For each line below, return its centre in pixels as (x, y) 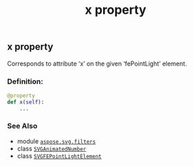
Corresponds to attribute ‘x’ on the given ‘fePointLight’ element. (97, 63)
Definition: (25, 81)
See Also (22, 126)
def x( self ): (26, 102)
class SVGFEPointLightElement (59, 156)
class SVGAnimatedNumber (52, 148)
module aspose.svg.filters (56, 141)
